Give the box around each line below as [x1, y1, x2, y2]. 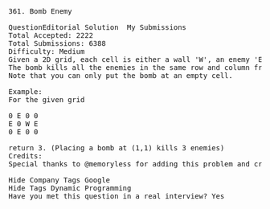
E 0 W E [8, 120, 39, 128]
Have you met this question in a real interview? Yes [8, 192, 225, 200]
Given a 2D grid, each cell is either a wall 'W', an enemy [8, 55, 251, 64]
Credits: [8, 152, 43, 160]
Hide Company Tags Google [8, 176, 111, 184]
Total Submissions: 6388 [8, 39, 106, 47]
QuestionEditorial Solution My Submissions [8, 23, 187, 31]
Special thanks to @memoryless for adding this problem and [8, 160, 251, 168]
